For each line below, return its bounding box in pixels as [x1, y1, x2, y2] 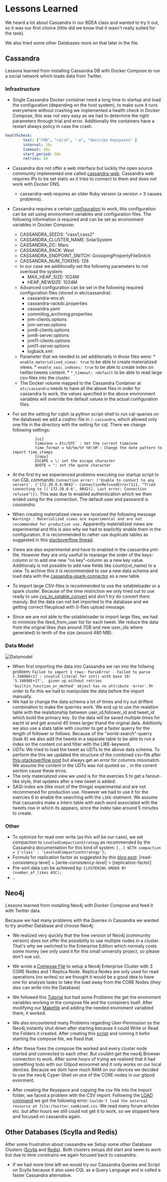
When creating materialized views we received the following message [12, 511, 156, 517]
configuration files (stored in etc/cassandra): [19, 290, 112, 296]
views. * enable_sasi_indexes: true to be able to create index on [19, 364, 154, 370]
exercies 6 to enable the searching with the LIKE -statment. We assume [12, 794, 158, 800]
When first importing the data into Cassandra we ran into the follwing [12, 663, 155, 669]
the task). [5, 30, 25, 36]
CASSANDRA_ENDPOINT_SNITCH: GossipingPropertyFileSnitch [19, 253, 151, 259]
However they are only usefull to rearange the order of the [21, 552, 141, 558]
